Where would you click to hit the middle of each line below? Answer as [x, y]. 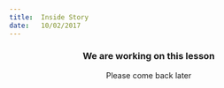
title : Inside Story [49, 17]
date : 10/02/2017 [45, 26]
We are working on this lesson [149, 56]
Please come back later [149, 75]
